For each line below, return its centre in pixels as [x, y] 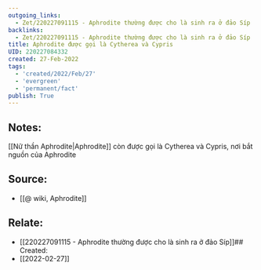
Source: [28, 179]
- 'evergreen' [38, 81]
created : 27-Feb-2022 [43, 60]
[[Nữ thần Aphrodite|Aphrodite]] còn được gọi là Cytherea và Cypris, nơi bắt [130, 147]
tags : [17, 67]
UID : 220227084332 [38, 52]
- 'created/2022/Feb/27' [56, 74]
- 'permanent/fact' [47, 88]
